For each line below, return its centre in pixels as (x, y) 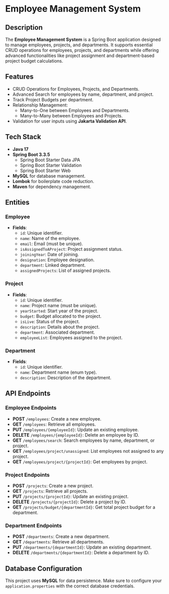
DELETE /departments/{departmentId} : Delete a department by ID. (81, 553)
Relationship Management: (40, 105)
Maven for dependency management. (52, 187)
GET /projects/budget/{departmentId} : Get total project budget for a (84, 507)
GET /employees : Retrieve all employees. (54, 424)
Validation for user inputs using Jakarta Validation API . (70, 121)
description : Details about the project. (60, 327)
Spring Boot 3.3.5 (31, 154)
